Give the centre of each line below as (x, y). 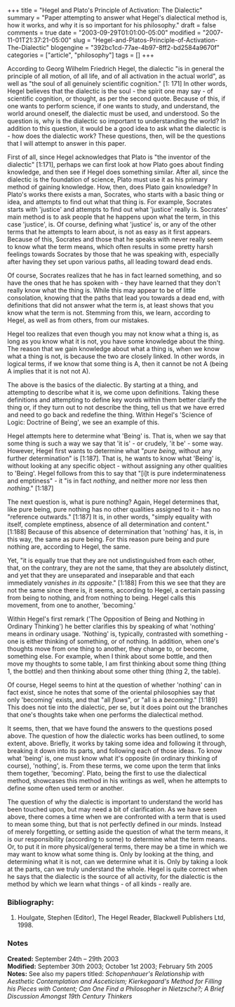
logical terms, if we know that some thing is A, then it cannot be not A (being (118, 364)
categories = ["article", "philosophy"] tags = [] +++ (81, 55)
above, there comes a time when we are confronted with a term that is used (116, 817)
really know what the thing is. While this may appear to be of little (102, 290)
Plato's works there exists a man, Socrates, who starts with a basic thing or (116, 194)
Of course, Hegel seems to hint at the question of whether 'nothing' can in (115, 685)
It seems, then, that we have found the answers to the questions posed (110, 728)
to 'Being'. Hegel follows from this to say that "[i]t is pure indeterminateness (116, 473)
